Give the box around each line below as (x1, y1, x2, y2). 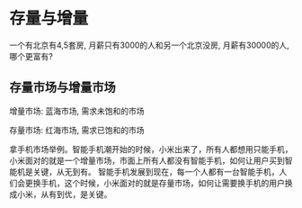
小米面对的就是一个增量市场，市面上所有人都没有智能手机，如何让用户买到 (9, 155, 285, 166)
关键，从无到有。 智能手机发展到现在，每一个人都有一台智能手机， (32, 166, 280, 176)
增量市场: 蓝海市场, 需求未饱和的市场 (9, 105, 145, 116)
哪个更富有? (9, 50, 54, 61)
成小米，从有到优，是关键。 (9, 188, 112, 199)
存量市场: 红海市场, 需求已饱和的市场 (9, 124, 145, 135)
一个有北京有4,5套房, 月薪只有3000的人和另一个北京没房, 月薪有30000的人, (9, 40, 289, 50)
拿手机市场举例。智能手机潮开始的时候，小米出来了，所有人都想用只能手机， (9, 143, 293, 154)
